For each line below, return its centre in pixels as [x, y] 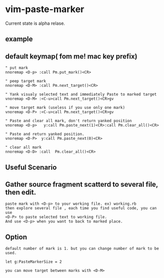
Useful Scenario [31, 167]
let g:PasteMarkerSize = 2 [34, 262]
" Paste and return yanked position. [45, 134]
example [19, 39]
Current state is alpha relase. [35, 23]
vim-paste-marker [45, 9]
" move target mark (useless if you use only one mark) [65, 108]
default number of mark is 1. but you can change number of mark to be [82, 249]
